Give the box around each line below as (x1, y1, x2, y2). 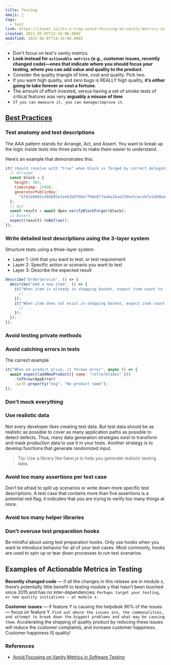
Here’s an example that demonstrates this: (5, 156, 94, 162)
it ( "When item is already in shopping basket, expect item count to (14, 287, 163, 292)
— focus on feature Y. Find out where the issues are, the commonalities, (5, 609, 164, 615)
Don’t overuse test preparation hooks (5, 527, 100, 534)
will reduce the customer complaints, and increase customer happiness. (5, 624, 156, 631)
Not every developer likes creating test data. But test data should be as (5, 423, 154, 430)
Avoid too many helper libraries (5, 514, 84, 521)
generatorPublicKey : (14, 189, 58, 195)
